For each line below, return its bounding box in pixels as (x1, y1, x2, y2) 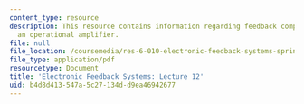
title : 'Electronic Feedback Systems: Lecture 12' (9, 72, 204, 81)
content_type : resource (9, 13, 100, 23)
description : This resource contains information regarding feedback (9, 22, 278, 31)
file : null (9, 38, 51, 48)
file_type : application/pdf (9, 55, 116, 64)
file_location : (9, 47, 67, 56)
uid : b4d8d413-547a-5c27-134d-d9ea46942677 (9, 80, 176, 90)
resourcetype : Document (9, 64, 100, 73)
